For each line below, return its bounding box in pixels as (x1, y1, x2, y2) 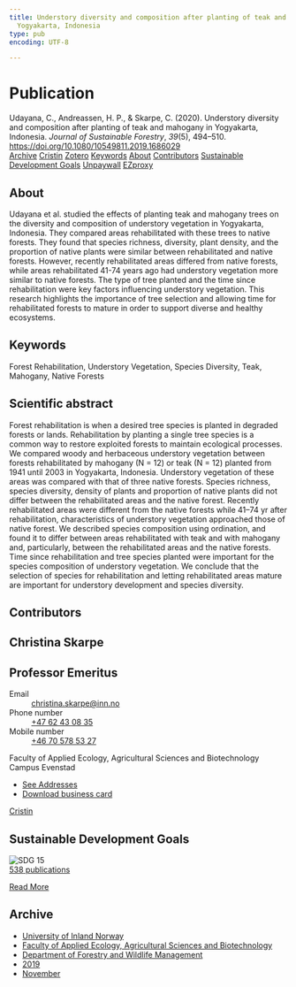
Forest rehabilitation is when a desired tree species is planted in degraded (9, 419, 278, 430)
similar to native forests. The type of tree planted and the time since (9, 275, 256, 285)
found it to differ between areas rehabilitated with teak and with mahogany (9, 532, 281, 543)
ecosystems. (9, 312, 56, 323)
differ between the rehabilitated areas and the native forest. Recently (9, 494, 260, 505)
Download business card (21, 789, 113, 800)
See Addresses (21, 779, 78, 790)
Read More (9, 882, 49, 892)
